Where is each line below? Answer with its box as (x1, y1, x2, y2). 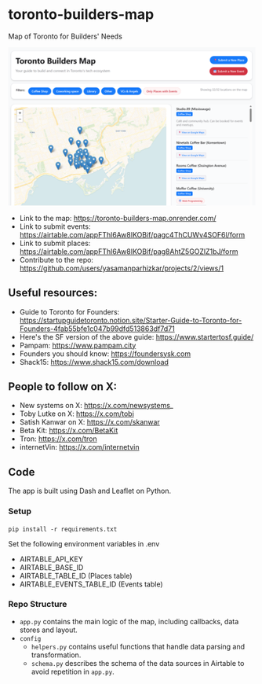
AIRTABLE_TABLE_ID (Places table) (19, 571, 133, 580)
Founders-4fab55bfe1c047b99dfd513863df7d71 (19, 324, 175, 333)
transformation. (31, 650, 82, 660)
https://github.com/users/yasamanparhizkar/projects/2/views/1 (19, 263, 224, 273)
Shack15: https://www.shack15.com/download (19, 357, 169, 366)
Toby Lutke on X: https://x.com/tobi (19, 409, 135, 418)
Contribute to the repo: (19, 255, 94, 264)
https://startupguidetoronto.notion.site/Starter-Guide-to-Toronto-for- (19, 315, 242, 325)
